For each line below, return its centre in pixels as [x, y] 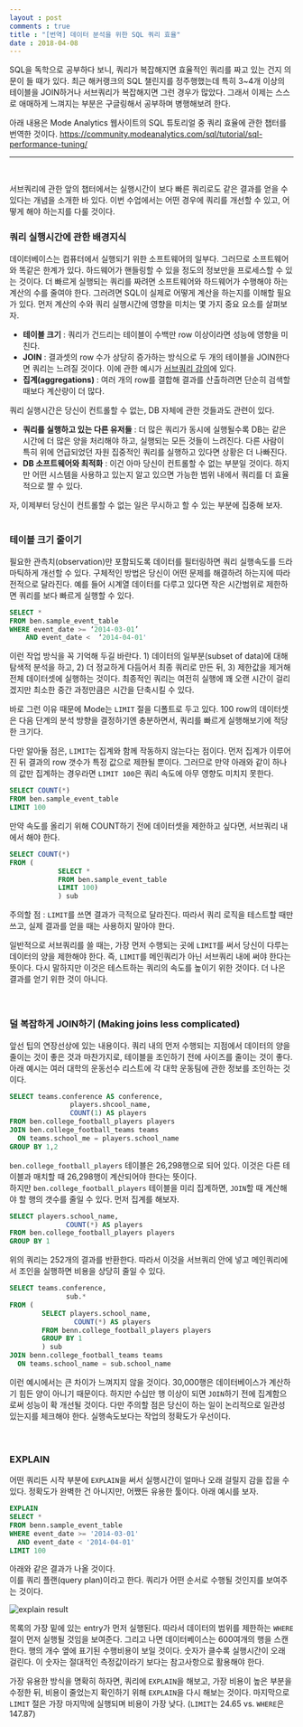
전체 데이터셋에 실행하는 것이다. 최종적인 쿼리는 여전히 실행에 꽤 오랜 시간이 [142, 679]
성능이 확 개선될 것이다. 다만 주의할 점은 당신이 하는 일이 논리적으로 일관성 [156, 1404]
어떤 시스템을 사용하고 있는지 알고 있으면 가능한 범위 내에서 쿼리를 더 [152, 474]
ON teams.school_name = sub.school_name [94, 1364]
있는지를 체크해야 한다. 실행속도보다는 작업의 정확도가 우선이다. [120, 1416]
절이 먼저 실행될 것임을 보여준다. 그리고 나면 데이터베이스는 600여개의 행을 [141, 1639]
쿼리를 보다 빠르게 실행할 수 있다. [76, 595]
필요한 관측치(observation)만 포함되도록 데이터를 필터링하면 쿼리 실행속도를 [143, 561]
